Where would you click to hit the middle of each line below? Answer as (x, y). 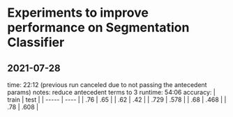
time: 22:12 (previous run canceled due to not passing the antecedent (107, 85)
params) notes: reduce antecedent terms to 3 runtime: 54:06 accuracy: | (112, 92)
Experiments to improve (78, 13)
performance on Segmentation (98, 28)
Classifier (36, 42)
